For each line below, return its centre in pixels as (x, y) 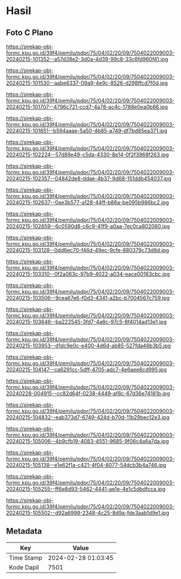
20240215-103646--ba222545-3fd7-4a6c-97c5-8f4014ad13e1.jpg (86, 322)
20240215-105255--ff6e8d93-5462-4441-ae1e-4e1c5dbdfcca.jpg (86, 489)
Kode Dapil (24, 567)
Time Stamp (26, 558)
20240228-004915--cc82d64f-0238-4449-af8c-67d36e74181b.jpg (88, 393)
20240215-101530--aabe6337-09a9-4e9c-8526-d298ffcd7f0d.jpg (87, 83)
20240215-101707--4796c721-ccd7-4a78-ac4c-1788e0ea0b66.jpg (87, 107)
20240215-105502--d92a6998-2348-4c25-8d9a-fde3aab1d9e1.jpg (88, 513)
